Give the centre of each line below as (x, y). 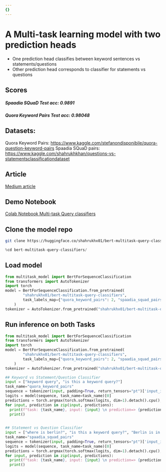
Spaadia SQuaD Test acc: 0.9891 (40, 103)
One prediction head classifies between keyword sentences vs (76, 59)
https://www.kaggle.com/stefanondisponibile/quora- (104, 143)
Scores (16, 90)
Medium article (21, 186)
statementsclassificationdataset (38, 158)
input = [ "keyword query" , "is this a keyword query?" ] (64, 382)
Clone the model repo (39, 229)
